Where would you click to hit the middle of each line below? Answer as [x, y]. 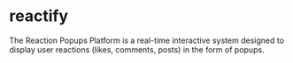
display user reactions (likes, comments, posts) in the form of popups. [137, 49]
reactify [39, 16]
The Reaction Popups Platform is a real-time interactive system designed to [147, 40]
